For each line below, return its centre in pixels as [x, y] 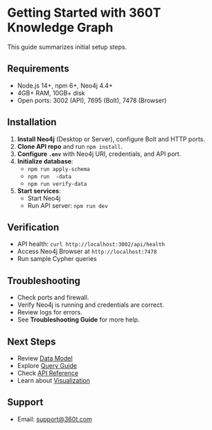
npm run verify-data [57, 184]
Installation [32, 122]
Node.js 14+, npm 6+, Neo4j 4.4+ [65, 86]
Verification [33, 227]
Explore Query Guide [47, 366]
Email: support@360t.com [54, 419]
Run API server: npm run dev [68, 205]
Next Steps [32, 341]
